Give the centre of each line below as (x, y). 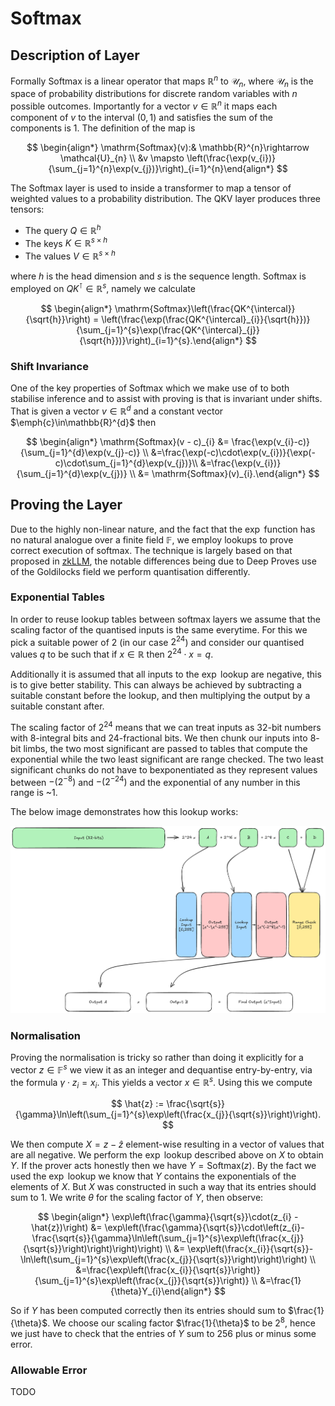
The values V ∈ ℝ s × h (70, 255)
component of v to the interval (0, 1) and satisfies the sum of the (142, 118)
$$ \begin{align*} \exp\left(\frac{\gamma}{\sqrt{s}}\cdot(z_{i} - (168, 1217)
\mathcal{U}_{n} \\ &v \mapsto (122, 158)
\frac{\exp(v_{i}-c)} (270, 441)
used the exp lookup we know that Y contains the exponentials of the (153, 1176)
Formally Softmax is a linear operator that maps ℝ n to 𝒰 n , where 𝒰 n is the (162, 81)
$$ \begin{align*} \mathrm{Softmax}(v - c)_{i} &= (128, 441)
